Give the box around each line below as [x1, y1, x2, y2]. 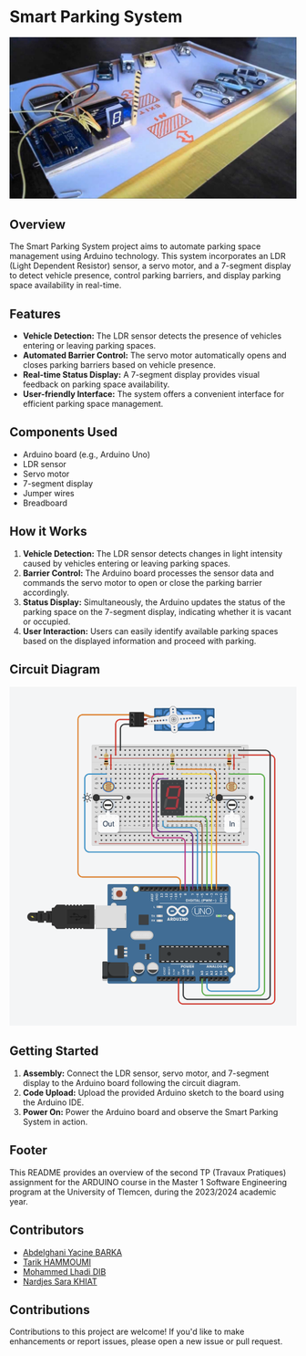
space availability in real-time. [9, 280, 122, 291]
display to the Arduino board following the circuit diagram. [22, 1077, 241, 1088]
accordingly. [22, 587, 70, 598]
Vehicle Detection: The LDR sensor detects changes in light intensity [22, 548, 283, 558]
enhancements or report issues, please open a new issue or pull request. [9, 1336, 283, 1347]
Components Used [9, 424, 118, 440]
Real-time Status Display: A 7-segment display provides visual [22, 370, 260, 381]
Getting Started [9, 1043, 99, 1059]
